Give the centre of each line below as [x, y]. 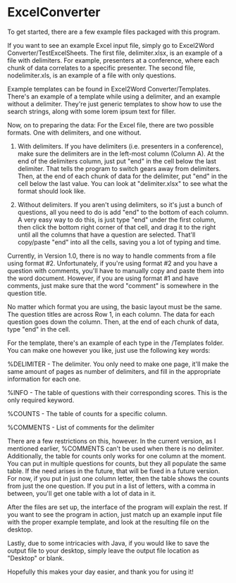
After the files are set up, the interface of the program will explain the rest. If [118, 507]
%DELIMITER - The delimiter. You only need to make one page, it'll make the [118, 364]
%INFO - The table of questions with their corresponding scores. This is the [117, 392]
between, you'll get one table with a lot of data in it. [82, 493]
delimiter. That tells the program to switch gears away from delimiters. [119, 168]
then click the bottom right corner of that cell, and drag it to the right [117, 227]
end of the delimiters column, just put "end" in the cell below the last [117, 161]
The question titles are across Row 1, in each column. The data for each [111, 314]
